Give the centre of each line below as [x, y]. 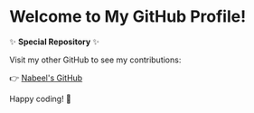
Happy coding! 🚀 [41, 99]
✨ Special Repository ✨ [54, 42]
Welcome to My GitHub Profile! [128, 17]
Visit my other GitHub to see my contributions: [95, 60]
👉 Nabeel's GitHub [46, 78]
